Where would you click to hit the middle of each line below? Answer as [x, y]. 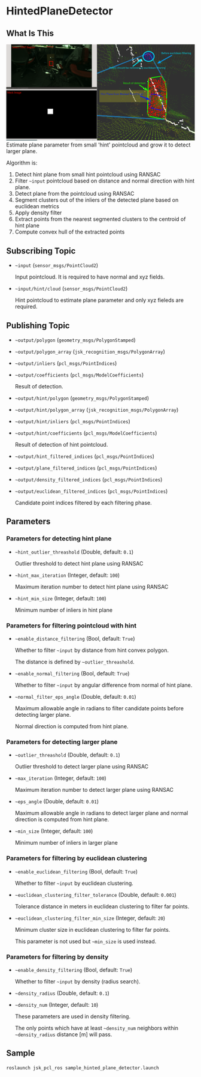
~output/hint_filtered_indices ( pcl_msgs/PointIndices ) [84, 456]
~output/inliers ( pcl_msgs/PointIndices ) [66, 363]
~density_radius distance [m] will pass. [63, 1034]
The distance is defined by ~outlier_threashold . [74, 662]
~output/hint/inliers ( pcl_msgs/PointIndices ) [72, 421]
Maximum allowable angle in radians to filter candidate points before [99, 708]
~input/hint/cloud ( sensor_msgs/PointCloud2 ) [71, 289]
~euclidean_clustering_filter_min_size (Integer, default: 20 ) [90, 918]
